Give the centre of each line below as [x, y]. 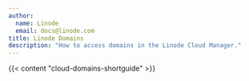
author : [21, 16]
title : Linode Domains [46, 38]
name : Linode [37, 23]
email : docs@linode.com [55, 30]
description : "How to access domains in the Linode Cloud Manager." [125, 46]
